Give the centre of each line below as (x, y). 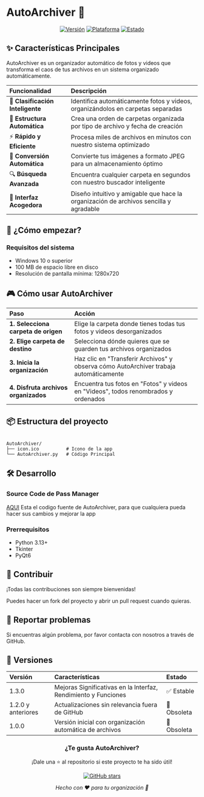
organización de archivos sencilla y (121, 201)
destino (21, 349)
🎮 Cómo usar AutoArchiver (60, 293)
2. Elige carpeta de (37, 341)
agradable (85, 209)
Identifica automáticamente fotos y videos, (131, 101)
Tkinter (24, 549)
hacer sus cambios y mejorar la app (51, 514)
